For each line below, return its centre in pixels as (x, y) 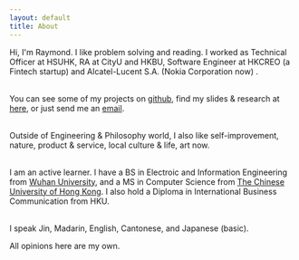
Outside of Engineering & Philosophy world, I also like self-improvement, (144, 135)
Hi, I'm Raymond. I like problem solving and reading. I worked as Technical (148, 52)
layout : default (40, 18)
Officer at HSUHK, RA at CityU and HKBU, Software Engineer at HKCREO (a (150, 62)
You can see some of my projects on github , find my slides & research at (145, 98)
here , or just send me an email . (67, 108)
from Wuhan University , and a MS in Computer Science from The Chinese (147, 181)
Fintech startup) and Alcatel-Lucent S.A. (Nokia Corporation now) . (134, 71)
